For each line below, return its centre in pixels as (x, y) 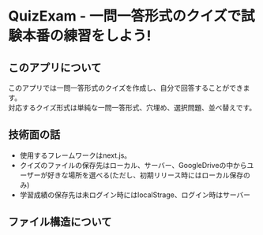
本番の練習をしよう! (87, 36)
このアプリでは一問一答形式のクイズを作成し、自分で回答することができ (126, 88)
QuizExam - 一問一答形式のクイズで (125, 16)
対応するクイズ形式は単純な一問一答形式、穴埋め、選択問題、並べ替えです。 (132, 108)
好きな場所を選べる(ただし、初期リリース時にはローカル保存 (145, 175)
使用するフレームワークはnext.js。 (75, 155)
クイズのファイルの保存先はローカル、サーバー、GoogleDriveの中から (133, 165)
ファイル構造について (60, 222)
